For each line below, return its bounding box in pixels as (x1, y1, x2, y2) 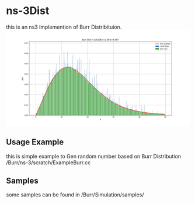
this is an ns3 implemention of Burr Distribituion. (6, 23, 122, 30)
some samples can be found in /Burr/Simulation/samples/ (6, 191, 144, 198)
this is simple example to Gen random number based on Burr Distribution (6, 153, 182, 160)
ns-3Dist (6, 4, 50, 18)
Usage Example (6, 137, 64, 147)
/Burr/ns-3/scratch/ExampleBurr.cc (6, 159, 91, 166)
